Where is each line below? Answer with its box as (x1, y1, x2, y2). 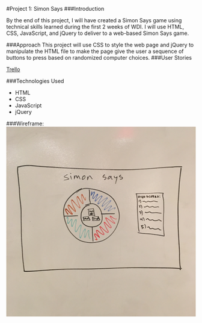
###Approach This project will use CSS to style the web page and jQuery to (6, 42, 194, 48)
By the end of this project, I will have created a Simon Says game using (6, 17, 182, 24)
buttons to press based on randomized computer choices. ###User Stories (6, 54, 192, 61)
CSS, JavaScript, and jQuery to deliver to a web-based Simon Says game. (6, 30, 189, 37)
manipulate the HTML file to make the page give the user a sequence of (6, 48, 184, 55)
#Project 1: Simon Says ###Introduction (6, 5, 105, 12)
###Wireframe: (6, 120, 44, 127)
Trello (6, 66, 20, 73)
